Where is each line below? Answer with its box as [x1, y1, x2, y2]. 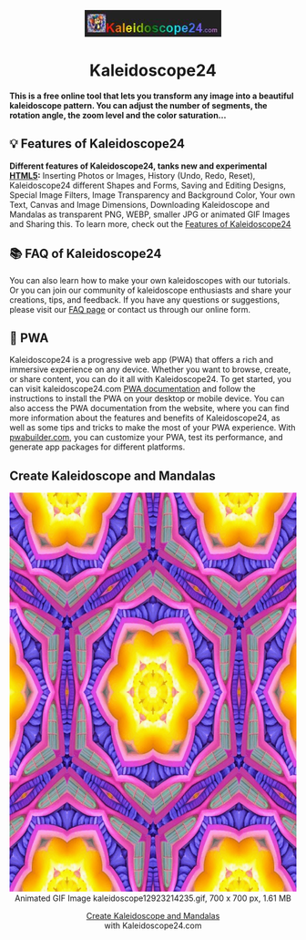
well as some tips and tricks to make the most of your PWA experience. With [9, 422, 296, 433]
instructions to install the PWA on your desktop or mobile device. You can [9, 393, 285, 404]
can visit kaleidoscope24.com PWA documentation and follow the [9, 384, 256, 395]
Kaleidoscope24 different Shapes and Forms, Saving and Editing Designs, [9, 180, 287, 191]
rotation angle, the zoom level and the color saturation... [9, 109, 227, 120]
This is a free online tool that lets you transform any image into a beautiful [9, 90, 294, 101]
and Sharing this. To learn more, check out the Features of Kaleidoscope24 [9, 218, 291, 229]
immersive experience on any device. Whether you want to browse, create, [9, 364, 291, 375]
